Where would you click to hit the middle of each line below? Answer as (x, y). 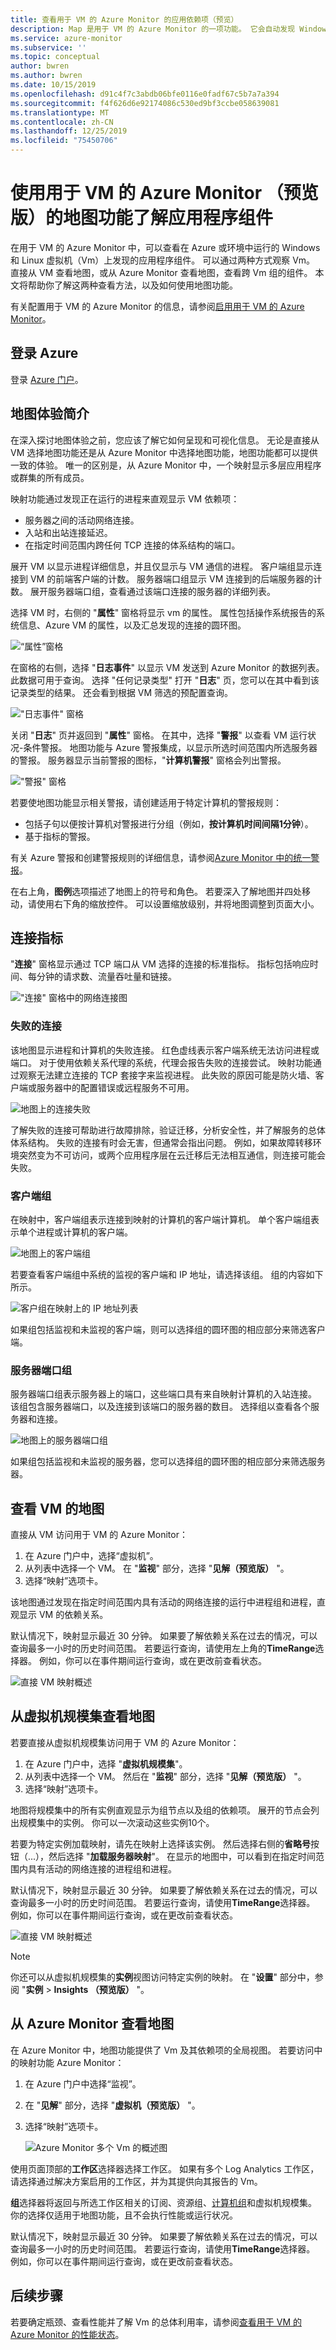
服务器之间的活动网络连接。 (82, 520)
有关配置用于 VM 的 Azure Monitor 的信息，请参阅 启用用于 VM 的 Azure (157, 306)
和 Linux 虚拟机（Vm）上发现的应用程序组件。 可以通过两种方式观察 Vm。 (163, 260)
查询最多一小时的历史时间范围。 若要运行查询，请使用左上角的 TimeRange (163, 1648)
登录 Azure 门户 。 (47, 379)
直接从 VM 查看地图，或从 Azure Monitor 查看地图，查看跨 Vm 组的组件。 (161, 272)
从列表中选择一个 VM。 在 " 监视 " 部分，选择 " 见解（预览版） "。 (157, 1568)
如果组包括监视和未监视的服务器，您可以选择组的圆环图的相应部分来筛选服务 (168, 1462)
